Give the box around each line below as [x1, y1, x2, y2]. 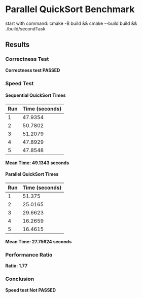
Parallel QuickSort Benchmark [5, 4, 135, 15]
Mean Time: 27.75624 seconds [5, 238, 72, 244]
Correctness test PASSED [5, 67, 60, 73]
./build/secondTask [5, 25, 46, 31]
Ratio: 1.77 [5, 263, 28, 269]
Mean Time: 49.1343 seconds [5, 160, 69, 166]
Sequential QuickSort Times [5, 92, 66, 98]
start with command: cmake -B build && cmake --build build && [5, 20, 137, 26]
